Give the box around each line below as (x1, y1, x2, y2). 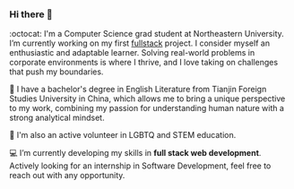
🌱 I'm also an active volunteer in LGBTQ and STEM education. (9, 130, 237, 141)
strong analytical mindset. (9, 112, 105, 124)
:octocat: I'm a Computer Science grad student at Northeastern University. (9, 29, 284, 39)
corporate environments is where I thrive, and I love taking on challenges (9, 57, 279, 68)
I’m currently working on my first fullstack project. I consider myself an (9, 38, 271, 48)
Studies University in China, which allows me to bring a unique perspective (9, 93, 286, 104)
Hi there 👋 (9, 8, 54, 21)
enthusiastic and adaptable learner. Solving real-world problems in (9, 47, 255, 58)
